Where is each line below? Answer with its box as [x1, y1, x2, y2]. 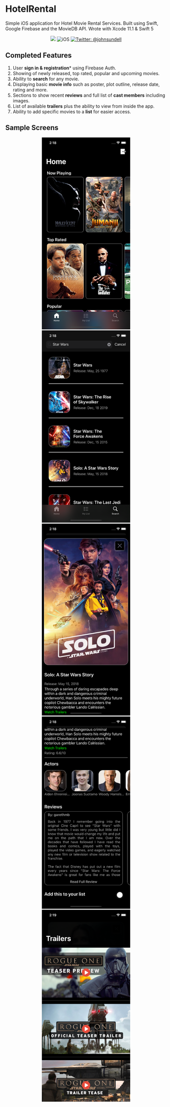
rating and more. [12, 86, 48, 93]
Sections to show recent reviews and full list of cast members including [12, 92, 165, 98]
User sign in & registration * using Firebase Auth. [12, 65, 116, 71]
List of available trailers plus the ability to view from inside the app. [12, 103, 155, 109]
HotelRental [5, 3, 56, 15]
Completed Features [5, 51, 72, 60]
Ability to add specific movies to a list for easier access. [12, 109, 132, 115]
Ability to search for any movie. [12, 76, 79, 82]
